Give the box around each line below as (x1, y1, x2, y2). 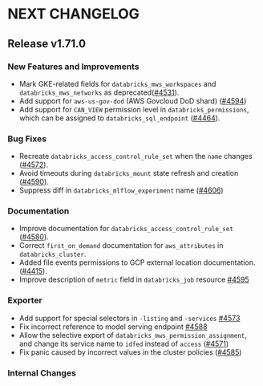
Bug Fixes (7, 133, 47, 144)
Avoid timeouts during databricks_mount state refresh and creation (18, 169, 239, 178)
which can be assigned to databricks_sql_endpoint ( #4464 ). (18, 113, 221, 123)
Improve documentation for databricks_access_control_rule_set (18, 224, 234, 234)
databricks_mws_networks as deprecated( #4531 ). (18, 87, 180, 97)
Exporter (7, 295, 42, 306)
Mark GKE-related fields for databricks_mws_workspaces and (18, 79, 216, 88)
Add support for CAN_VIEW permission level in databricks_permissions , (18, 104, 249, 114)
